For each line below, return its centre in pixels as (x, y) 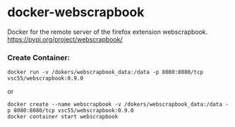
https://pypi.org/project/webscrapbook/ (65, 39)
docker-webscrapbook (76, 12)
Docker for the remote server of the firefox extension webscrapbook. (108, 32)
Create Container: (39, 57)
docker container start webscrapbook (63, 117)
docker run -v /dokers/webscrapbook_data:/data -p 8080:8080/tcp (105, 72)
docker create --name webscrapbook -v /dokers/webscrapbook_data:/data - (118, 104)
